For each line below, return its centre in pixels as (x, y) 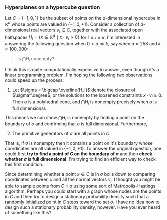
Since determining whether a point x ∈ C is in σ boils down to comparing (80, 174)
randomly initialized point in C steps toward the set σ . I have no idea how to (82, 202)
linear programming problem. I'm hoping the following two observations (79, 75)
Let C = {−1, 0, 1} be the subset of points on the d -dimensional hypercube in (83, 18)
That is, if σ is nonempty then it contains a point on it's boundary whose (79, 143)
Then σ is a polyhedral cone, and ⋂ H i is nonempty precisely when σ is (84, 102)
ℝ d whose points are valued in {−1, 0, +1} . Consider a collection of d (74, 24)
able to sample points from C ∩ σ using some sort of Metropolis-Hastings (80, 186)
